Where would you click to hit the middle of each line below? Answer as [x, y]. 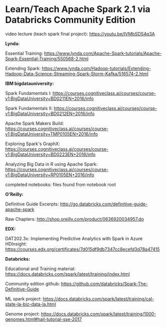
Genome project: [23, 314]
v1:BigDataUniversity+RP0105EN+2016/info [50, 175]
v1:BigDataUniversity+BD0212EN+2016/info [50, 114]
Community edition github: [33, 284]
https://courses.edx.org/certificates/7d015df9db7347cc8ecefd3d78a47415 [82, 249]
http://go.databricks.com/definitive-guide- [104, 204]
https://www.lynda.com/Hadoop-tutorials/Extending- [97, 68]
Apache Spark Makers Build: [35, 123]
